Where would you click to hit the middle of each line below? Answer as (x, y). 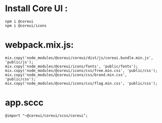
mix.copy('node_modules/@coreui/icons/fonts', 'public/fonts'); (72, 66)
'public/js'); (19, 62)
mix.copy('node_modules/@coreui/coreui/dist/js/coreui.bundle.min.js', (79, 58)
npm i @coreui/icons (26, 26)
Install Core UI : (36, 9)
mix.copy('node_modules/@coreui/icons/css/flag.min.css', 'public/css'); (81, 83)
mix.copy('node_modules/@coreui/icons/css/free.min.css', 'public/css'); (81, 70)
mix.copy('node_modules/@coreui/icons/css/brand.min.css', (66, 75)
